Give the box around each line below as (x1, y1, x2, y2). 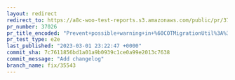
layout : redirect (6, 10, 58, 17)
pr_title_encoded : (6, 29, 60, 37)
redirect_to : (6, 17, 45, 24)
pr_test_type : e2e (6, 36, 60, 43)
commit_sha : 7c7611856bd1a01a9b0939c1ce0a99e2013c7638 (6, 49, 170, 56)
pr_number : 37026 (6, 23, 58, 30)
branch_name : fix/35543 (6, 62, 76, 69)
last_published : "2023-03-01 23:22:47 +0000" (6, 42, 142, 49)
